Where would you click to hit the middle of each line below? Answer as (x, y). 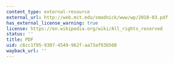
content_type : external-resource (48, 12)
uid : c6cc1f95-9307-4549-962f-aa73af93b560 (62, 46)
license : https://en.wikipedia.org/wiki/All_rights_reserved (85, 28)
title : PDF (20, 40)
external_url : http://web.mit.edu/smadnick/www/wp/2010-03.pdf (87, 17)
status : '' (20, 34)
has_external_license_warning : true (52, 23)
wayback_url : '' (26, 51)
